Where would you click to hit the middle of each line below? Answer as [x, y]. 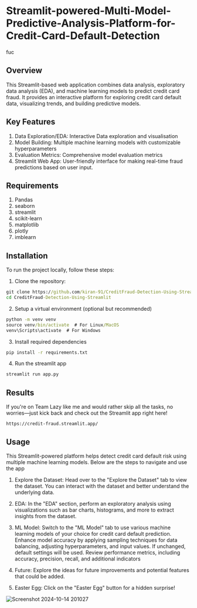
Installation [27, 256]
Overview [24, 71]
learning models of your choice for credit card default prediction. [93, 533]
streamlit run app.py [33, 374]
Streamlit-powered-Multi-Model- [89, 11]
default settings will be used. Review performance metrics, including [97, 552]
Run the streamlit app [40, 364]
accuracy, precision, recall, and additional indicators [77, 559]
